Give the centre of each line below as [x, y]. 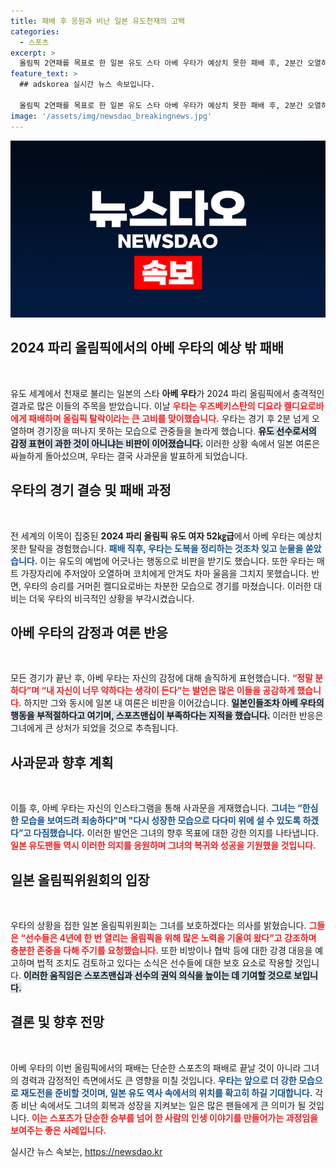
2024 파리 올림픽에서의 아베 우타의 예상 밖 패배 [147, 348]
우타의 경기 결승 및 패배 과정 [91, 490]
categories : [35, 31]
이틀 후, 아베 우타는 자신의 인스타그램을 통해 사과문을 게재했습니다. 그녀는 [153, 808]
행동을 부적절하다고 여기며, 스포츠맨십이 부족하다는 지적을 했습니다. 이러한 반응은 [167, 716]
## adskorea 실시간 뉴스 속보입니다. [87, 85]
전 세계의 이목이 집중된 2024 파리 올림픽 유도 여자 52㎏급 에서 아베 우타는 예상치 [166, 536]
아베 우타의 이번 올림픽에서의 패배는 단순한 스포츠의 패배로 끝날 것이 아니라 [156, 1067]
